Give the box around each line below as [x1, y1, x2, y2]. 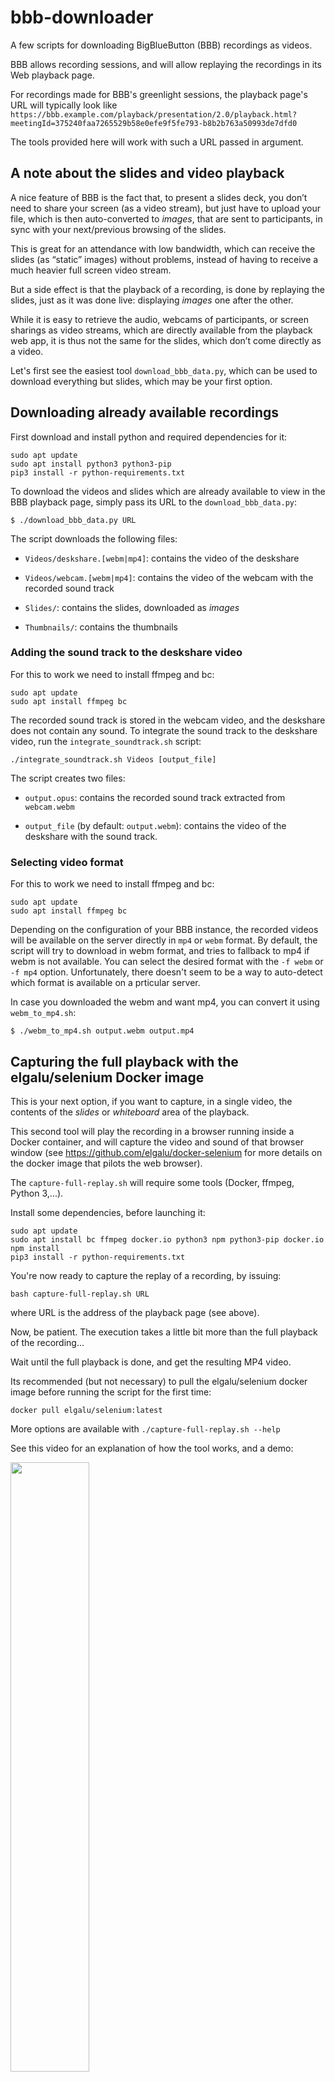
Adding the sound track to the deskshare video [10, 646, 243, 660]
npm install [10, 1243, 60, 1253]
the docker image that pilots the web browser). [10, 1157, 203, 1169]
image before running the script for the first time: [10, 1386, 212, 1398]
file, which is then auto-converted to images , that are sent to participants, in [10, 212, 323, 225]
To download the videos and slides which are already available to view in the [10, 485, 326, 497]
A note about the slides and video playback [10, 165, 285, 182]
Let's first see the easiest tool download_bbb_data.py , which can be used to [10, 364, 318, 376]
